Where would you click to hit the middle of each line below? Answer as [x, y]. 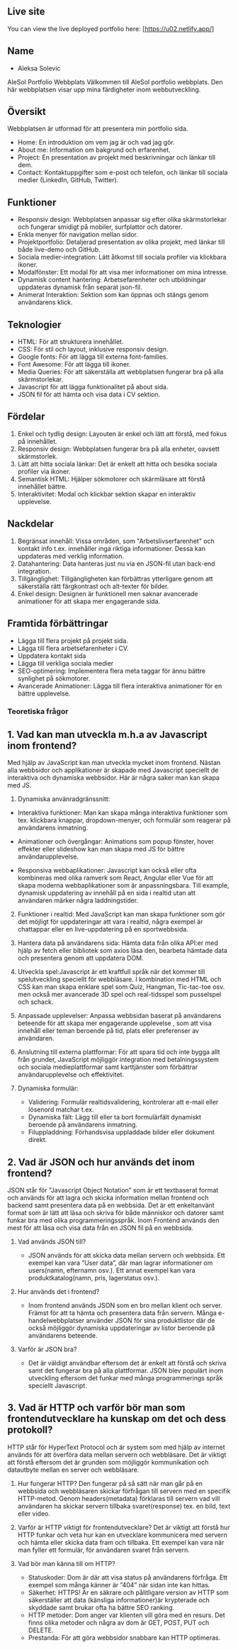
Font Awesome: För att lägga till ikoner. [74, 364]
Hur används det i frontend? [58, 1292]
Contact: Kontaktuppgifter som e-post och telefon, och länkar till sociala [123, 172]
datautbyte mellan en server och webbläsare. [73, 1470]
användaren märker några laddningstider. [78, 900]
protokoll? [30, 1430]
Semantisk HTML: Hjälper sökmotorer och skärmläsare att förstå [111, 479]
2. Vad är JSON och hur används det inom [101, 1162]
